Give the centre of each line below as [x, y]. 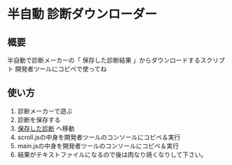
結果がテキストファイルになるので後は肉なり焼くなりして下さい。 [112, 155]
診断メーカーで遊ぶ [45, 111]
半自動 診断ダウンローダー [82, 14]
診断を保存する [39, 120]
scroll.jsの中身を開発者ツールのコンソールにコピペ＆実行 [99, 137]
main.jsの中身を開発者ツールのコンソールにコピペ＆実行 [98, 146]
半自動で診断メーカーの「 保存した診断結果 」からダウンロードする [104, 60]
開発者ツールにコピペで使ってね [61, 69]
